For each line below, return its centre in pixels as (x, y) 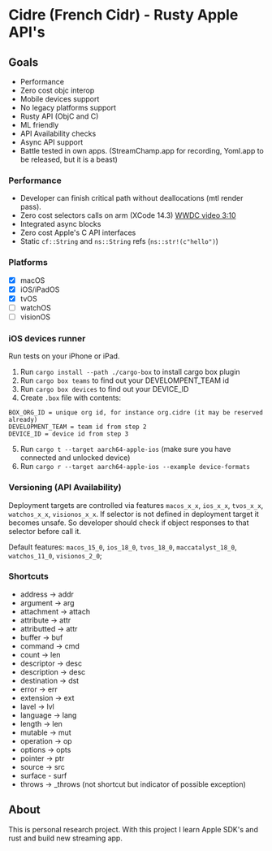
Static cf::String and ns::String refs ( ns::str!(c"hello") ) (119, 241)
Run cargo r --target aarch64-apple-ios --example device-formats (135, 467)
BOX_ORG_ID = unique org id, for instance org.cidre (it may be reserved (136, 413)
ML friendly (39, 125)
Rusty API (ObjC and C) (59, 116)
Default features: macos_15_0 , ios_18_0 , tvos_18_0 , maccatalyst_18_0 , (123, 547)
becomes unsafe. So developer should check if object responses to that (129, 523)
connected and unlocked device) (75, 458)
